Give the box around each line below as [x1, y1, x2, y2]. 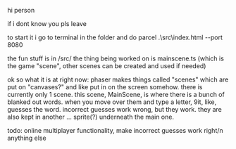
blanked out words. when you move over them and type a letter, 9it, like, [7, 98, 217, 106]
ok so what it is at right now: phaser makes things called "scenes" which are [7, 75, 229, 84]
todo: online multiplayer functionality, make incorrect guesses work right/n [7, 127, 223, 134]
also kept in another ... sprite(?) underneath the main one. [7, 112, 175, 121]
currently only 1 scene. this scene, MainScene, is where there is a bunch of [7, 91, 225, 98]
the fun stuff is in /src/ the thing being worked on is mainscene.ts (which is [7, 54, 224, 63]
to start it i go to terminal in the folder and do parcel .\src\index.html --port [7, 33, 223, 41]
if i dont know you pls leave [7, 20, 87, 27]
